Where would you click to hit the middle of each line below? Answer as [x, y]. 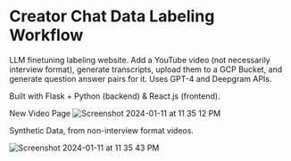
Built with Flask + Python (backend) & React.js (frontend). [115, 96]
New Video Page [40, 113]
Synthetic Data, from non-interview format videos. [102, 130]
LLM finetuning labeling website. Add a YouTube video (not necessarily [140, 60]
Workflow [46, 35]
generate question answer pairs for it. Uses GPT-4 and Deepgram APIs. [141, 78]
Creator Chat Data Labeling [112, 16]
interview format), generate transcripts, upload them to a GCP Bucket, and [146, 69]
